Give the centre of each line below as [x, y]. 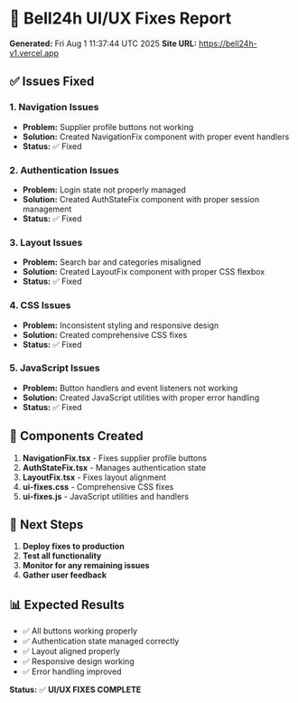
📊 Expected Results [67, 605]
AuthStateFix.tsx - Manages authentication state [114, 467]
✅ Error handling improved [72, 671]
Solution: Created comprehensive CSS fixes [105, 334]
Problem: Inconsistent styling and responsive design [121, 325]
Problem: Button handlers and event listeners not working [130, 388]
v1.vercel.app [34, 52]
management [47, 209]
